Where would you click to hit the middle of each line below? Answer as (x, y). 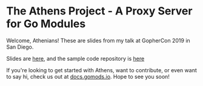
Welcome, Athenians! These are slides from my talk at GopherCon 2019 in (98, 40)
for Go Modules (46, 24)
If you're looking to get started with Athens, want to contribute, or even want (101, 70)
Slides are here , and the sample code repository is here (75, 58)
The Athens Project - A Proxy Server (99, 11)
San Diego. (20, 47)
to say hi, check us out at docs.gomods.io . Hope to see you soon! (88, 76)
